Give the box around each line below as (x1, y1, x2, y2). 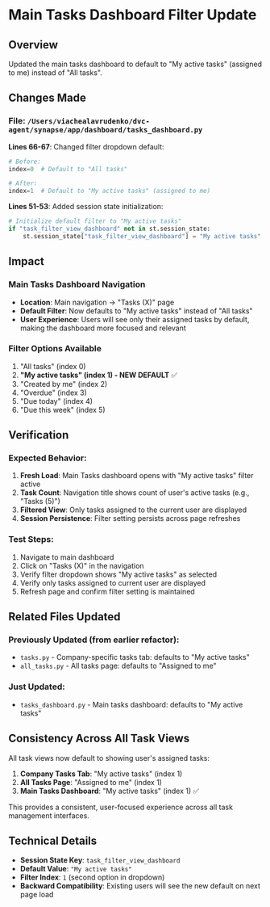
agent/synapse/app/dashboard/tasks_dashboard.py (8, 125, 203, 135)
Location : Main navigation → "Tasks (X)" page (19, 297, 175, 307)
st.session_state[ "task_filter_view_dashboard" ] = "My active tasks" (23, 232, 262, 240)
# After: (8, 179, 38, 187)
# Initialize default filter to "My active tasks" (8, 217, 182, 225)
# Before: (8, 157, 42, 166)
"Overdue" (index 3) (19, 388, 87, 397)
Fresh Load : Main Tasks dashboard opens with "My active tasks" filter (19, 471, 254, 481)
